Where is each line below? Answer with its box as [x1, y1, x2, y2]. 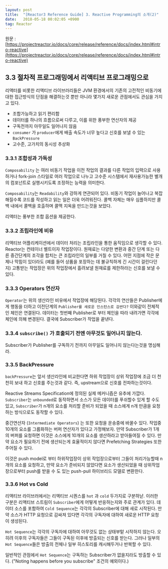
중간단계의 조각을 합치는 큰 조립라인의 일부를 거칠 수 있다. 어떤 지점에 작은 [10, 252, 154, 258]
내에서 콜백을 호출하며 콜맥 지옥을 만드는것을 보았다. [10, 203, 112, 209]
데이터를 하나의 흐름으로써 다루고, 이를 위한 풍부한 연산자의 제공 [12, 117, 136, 123]
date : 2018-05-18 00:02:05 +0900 [5, 17, 79, 22]
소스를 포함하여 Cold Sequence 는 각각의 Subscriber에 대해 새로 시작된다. [14, 505, 156, 511]
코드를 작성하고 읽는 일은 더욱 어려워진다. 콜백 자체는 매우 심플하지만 [22, 197, 156, 203]
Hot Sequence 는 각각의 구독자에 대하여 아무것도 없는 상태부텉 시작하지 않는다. [5, 528, 156, 534]
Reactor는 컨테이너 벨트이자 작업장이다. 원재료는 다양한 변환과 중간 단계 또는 [5, 246, 154, 252]
